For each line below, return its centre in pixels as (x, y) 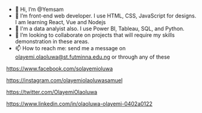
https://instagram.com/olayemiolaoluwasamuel (65, 80)
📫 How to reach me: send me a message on (70, 48)
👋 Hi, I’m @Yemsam (39, 9)
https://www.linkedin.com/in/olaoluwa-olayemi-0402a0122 (79, 104)
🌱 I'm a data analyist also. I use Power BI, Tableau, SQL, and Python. (100, 28)
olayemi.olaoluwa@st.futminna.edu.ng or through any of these (93, 57)
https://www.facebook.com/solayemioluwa (60, 69)
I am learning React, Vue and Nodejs (60, 22)
